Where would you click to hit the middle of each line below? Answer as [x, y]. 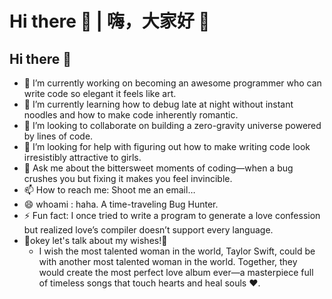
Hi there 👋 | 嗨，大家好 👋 [110, 21]
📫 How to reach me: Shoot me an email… [109, 190]
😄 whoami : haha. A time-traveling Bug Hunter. [121, 204]
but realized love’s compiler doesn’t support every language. [148, 230]
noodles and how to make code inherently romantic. [131, 115]
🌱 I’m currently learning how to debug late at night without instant [158, 104]
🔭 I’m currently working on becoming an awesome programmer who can [172, 83]
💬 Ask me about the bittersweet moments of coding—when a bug [158, 168]
